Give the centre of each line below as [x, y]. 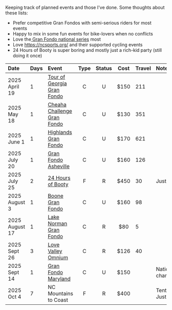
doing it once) [27, 56]
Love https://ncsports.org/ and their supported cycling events [78, 45]
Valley [55, 251]
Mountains [60, 294]
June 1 [16, 142]
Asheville [59, 166]
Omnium [58, 258]
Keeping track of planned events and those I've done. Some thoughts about [85, 7]
